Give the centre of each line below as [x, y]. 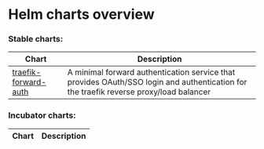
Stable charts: [36, 39]
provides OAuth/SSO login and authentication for [157, 82]
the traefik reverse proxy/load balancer [139, 92]
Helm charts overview [81, 15]
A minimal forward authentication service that [151, 72]
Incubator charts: [42, 115]
